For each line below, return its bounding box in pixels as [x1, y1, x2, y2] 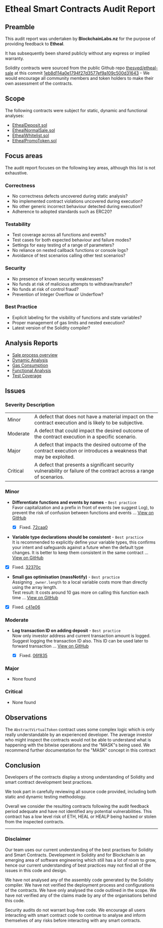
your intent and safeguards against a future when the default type [12, 544, 144, 550]
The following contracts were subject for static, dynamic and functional [5, 107, 147, 113]
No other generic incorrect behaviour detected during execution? [12, 203, 143, 209]
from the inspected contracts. [5, 819, 65, 825]
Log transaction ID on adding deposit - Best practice [12, 627, 121, 634]
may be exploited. [34, 454, 75, 460]
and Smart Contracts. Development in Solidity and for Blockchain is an [5, 852, 146, 858]
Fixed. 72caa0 [19, 524, 48, 530]
